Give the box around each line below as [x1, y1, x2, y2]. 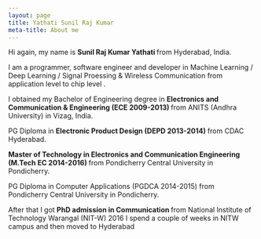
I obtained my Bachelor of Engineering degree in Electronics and [8, 95, 219, 104]
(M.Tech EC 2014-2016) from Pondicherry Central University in [8, 158, 214, 168]
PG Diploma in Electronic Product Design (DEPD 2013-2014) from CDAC [8, 126, 244, 136]
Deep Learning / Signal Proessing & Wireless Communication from [8, 71, 223, 81]
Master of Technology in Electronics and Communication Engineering [8, 150, 241, 159]
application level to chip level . [8, 79, 106, 89]
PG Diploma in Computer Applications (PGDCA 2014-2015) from [8, 182, 215, 191]
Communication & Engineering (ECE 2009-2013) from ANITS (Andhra [8, 103, 237, 112]
